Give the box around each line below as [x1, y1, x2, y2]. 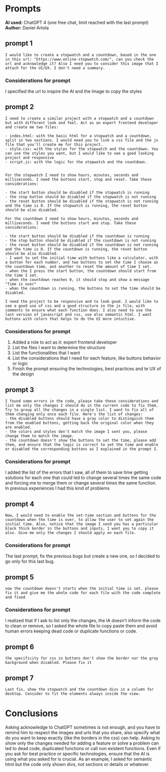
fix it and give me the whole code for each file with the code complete [5, 591, 161, 596]
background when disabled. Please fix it [5, 660, 92, 665]
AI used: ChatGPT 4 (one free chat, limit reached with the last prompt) [5, 19, 149, 25]
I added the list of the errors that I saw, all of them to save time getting [5, 469, 149, 476]
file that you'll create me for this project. [5, 142, 103, 147]
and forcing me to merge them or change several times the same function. [5, 480, 157, 486]
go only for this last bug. [5, 558, 55, 564]
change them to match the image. [5, 433, 74, 438]
